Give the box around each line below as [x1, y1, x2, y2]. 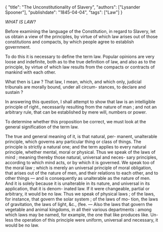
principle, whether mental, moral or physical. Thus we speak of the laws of [5, 149, 156, 155]
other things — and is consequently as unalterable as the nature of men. [5, 175, 151, 181]
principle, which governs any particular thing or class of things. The [5, 139, 141, 145]
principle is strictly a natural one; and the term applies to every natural [5, 144, 147, 149]
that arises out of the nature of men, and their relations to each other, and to [5, 170, 158, 176]
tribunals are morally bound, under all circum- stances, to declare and [5, 84, 146, 90]
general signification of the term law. [5, 124, 79, 130]
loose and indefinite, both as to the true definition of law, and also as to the [5, 59, 156, 64]
